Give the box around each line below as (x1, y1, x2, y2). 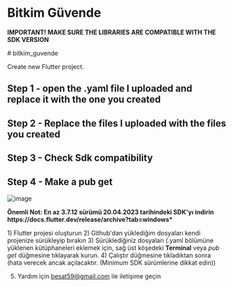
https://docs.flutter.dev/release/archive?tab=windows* (7, 215, 173, 223)
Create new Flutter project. (7, 62, 85, 71)
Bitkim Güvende (7, 5, 102, 21)
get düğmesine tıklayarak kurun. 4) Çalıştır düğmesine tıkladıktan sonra (7, 251, 211, 259)
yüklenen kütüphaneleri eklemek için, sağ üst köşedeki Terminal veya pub (7, 243, 220, 252)
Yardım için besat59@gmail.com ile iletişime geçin (17, 272, 161, 280)
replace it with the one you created (7, 94, 161, 105)
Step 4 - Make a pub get (7, 176, 113, 188)
